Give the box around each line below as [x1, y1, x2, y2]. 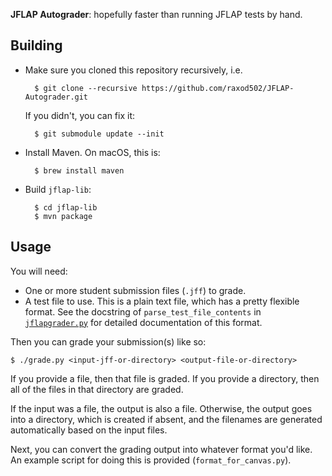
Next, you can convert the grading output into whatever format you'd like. [10, 443, 313, 455]
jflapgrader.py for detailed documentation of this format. [24, 316, 263, 328]
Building [10, 37, 63, 54]
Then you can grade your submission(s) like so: [10, 335, 207, 348]
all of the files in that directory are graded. [10, 383, 184, 395]
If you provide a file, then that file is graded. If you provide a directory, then [10, 372, 320, 384]
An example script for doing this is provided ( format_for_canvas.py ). [10, 454, 292, 466]
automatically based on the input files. [10, 424, 168, 436]
